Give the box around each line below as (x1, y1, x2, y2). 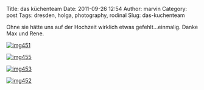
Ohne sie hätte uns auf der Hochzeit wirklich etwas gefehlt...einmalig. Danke (6, 24, 199, 30)
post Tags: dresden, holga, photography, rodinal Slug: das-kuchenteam (6, 12, 185, 19)
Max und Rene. (6, 30, 44, 37)
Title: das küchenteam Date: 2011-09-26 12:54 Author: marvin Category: (6, 5, 188, 12)
